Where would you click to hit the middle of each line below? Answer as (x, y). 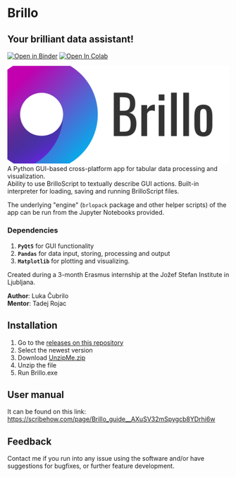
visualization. (26, 176)
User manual (36, 395)
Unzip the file (37, 365)
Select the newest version (55, 350)
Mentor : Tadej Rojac (37, 303)
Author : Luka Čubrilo (38, 295)
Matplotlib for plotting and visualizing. (74, 261)
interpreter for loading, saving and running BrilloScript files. (93, 191)
